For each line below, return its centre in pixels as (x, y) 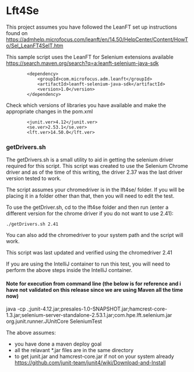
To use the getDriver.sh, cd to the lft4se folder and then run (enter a (87, 207)
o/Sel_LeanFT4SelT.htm (35, 46)
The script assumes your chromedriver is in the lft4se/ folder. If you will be (95, 190)
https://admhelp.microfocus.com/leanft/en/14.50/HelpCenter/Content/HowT (97, 39)
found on (17, 33)
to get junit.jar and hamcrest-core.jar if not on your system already (94, 356)
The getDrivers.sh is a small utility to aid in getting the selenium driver (90, 160)
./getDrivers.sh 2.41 (32, 224)
